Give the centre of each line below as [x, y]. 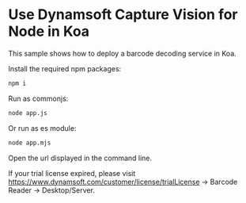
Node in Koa [49, 31]
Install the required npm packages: [65, 68]
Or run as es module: [42, 128]
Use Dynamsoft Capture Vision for [123, 15]
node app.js [28, 113]
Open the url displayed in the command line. [80, 158]
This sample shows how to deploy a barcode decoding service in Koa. [123, 53]
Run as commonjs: [38, 98]
